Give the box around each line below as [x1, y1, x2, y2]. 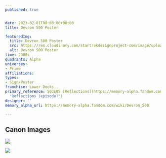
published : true [5, 7, 39, 12]
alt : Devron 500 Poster [9, 48, 58, 53]
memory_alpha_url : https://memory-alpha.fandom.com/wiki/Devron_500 [5, 103, 149, 108]
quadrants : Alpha [5, 57, 41, 62]
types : [5, 75, 19, 80]
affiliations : [5, 71, 35, 76]
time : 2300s [5, 52, 30, 57]
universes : [5, 61, 28, 67]
